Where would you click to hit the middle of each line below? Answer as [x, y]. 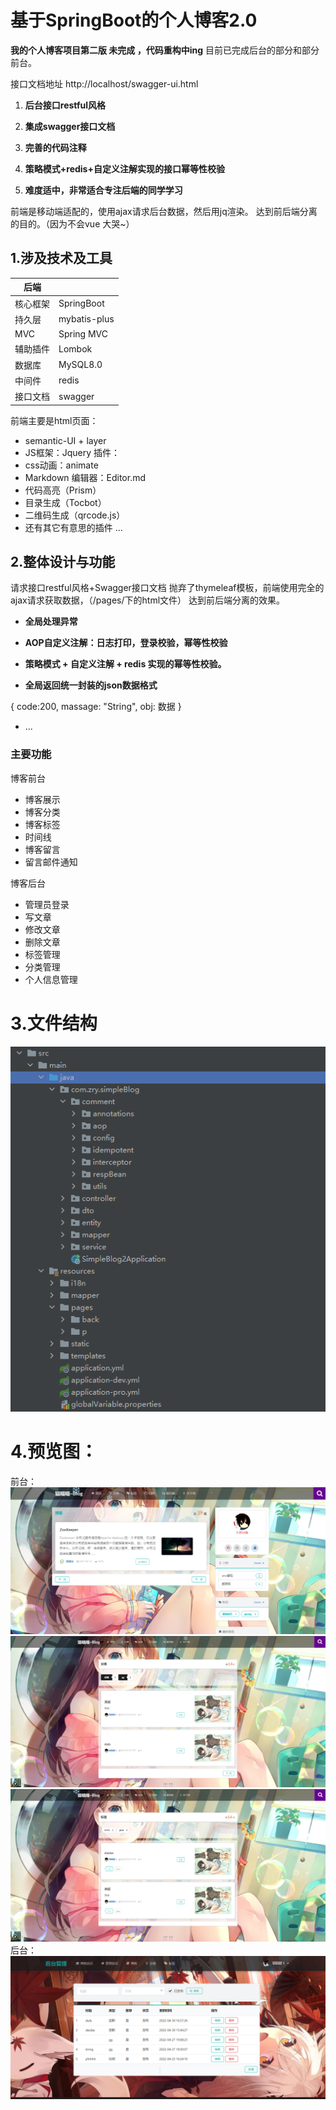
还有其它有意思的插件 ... [73, 527]
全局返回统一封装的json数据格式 [91, 685]
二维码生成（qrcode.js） [75, 515]
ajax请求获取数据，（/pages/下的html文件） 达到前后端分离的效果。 [148, 600]
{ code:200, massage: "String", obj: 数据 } [96, 707]
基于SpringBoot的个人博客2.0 [134, 20]
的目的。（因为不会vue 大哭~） [72, 223]
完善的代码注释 [55, 147]
